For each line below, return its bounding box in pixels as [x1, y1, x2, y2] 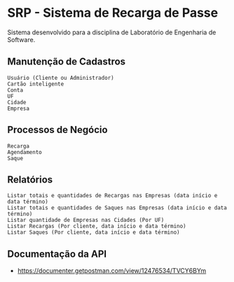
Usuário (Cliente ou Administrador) [7, 74, 114, 81]
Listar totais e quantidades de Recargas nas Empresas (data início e [7, 192, 218, 199]
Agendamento [7, 148, 42, 155]
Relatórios [7, 174, 53, 185]
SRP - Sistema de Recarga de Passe [7, 5, 219, 21]
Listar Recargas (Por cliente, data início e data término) [7, 223, 187, 230]
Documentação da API [7, 248, 107, 260]
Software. [7, 35, 36, 43]
